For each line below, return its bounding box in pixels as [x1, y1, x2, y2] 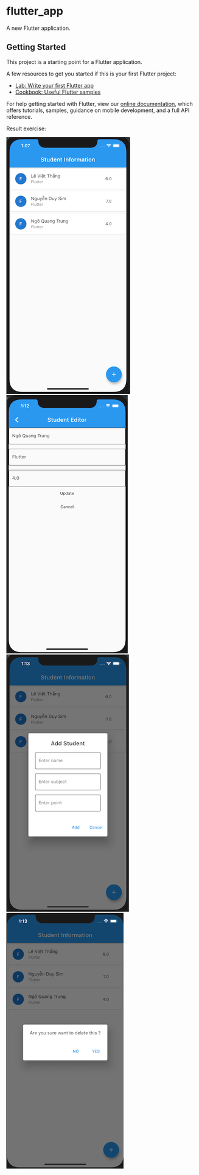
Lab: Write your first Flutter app [15, 82, 94, 89]
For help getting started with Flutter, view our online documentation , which [6, 100, 194, 107]
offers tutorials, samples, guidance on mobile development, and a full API [6, 107, 190, 114]
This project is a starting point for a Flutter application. [6, 58, 142, 65]
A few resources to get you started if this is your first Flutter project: [6, 70, 176, 77]
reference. [6, 113, 32, 120]
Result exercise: [6, 125, 47, 132]
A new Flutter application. [6, 24, 71, 32]
